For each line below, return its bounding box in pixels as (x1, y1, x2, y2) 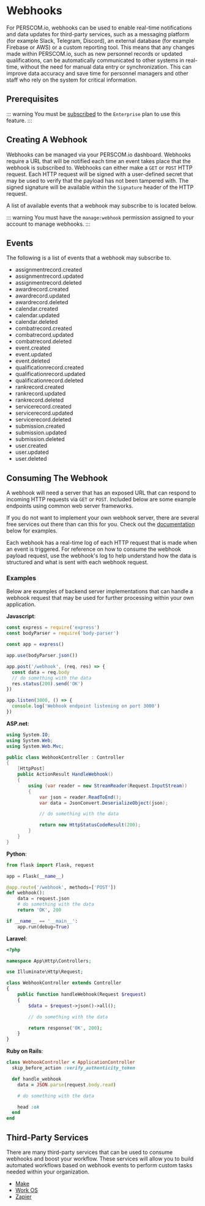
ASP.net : (6, 720, 29, 727)
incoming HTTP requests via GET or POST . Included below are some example (6, 496, 196, 503)
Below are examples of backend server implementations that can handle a (6, 588, 193, 595)
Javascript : (6, 613, 36, 620)
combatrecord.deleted (15, 338, 72, 345)
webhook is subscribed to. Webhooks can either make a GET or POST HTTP (6, 164, 193, 171)
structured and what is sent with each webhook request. (6, 559, 149, 566)
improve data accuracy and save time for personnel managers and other (6, 69, 188, 77)
